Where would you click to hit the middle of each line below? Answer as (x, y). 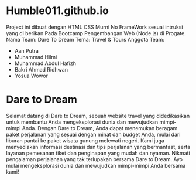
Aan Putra (27, 50)
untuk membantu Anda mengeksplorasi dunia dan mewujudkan (82, 122)
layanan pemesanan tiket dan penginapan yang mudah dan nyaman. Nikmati (98, 153)
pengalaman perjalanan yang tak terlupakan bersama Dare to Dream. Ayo (94, 159)
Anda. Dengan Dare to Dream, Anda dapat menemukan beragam (100, 128)
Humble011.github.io (58, 11)
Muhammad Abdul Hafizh (45, 63)
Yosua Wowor (31, 76)
